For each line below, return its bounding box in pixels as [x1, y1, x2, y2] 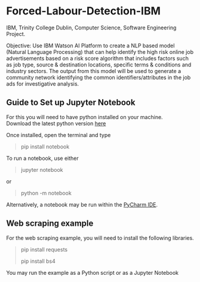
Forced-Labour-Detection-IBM [6, 4, 161, 18]
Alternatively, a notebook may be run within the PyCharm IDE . [6, 201, 158, 208]
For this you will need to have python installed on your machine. [6, 113, 163, 120]
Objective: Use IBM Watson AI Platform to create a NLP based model [6, 42, 175, 49]
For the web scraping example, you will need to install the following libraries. [6, 234, 194, 241]
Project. [6, 30, 26, 37]
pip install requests [20, 245, 67, 253]
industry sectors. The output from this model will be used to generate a [6, 67, 181, 74]
